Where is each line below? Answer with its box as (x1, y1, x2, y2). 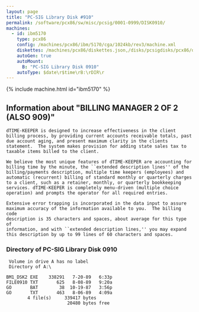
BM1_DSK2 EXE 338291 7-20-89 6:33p (6, 274, 113, 281)
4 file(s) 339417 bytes (27, 295, 97, 301)
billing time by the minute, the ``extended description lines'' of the (6, 164, 190, 170)
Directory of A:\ (8, 264, 52, 270)
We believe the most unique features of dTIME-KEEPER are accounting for (6, 159, 192, 165)
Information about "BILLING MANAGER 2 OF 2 (6, 103, 179, 113)
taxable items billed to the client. (6, 149, 99, 155)
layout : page (6, 8, 38, 15)
